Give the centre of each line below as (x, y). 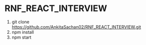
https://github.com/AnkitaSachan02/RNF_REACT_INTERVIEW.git (76, 27)
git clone (21, 22)
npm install (23, 32)
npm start (21, 37)
